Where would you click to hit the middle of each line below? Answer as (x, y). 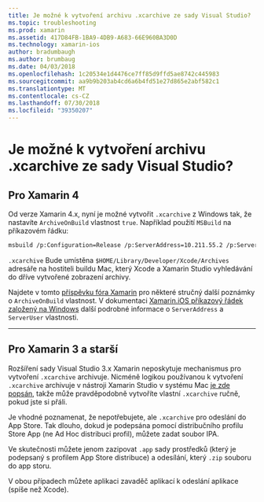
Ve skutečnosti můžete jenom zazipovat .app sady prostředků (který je (122, 448)
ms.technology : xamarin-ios (54, 45)
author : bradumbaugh (42, 52)
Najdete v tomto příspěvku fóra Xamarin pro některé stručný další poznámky (132, 292)
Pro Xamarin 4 (44, 195)
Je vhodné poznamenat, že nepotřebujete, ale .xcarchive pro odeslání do (127, 417)
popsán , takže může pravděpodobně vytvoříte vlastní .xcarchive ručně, (125, 393)
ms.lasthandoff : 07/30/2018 (54, 103)
